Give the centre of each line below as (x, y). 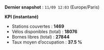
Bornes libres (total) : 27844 (41, 37)
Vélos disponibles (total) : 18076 (44, 31)
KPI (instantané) (22, 17)
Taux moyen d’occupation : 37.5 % (47, 42)
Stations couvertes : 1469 (38, 26)
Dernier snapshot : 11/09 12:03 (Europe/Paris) (52, 7)
